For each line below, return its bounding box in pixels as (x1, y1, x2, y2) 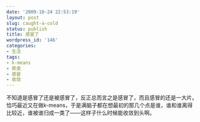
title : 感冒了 (6, 32, 39, 38)
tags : (6, 54, 20, 60)
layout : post (6, 15, 39, 21)
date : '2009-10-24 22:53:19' (6, 8, 80, 15)
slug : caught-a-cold (6, 20, 59, 26)
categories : (6, 43, 36, 49)
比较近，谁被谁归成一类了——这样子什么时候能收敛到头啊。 (6, 109, 155, 117)
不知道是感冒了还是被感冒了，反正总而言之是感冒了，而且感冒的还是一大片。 (6, 94, 198, 101)
